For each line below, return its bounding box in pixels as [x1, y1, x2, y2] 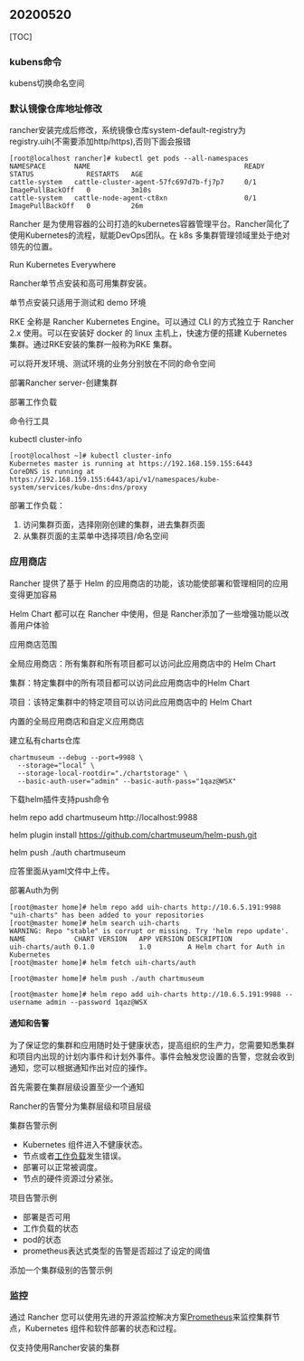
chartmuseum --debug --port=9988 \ [9, 752, 144, 762]
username [9, 997, 43, 1007]
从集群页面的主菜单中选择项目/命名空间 [22, 531, 169, 542]
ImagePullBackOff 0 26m [9, 202, 144, 211]
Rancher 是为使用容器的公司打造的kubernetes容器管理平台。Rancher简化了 [9, 219, 291, 230]
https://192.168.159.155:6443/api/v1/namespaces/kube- [9, 475, 221, 485]
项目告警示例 [9, 1192, 57, 1203]
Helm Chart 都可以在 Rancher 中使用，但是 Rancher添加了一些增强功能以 [9, 608, 281, 619]
